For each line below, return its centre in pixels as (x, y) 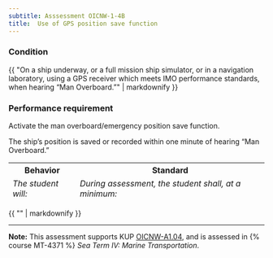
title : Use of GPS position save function (83, 24)
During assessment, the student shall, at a (160, 184)
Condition (28, 52)
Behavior (42, 170)
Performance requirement (61, 108)
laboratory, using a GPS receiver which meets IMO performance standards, (134, 78)
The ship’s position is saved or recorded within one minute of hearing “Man (134, 142)
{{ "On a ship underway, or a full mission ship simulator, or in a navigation (131, 69)
